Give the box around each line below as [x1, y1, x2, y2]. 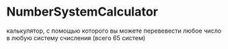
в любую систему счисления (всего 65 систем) [6, 33, 146, 42]
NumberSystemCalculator [6, 4, 159, 20]
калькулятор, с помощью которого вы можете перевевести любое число [6, 27, 222, 35]
